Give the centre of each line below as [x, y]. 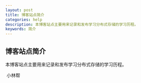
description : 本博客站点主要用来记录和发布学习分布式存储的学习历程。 [72, 24]
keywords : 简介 [21, 29]
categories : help [24, 19]
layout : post [19, 10]
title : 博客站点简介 [25, 15]
